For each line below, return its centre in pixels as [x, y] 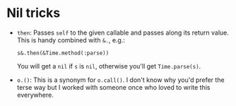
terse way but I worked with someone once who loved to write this [113, 87]
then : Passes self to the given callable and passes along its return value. [123, 33]
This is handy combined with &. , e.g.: [71, 40]
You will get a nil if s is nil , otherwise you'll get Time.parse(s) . [109, 66]
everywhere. [35, 95]
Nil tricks [34, 13]
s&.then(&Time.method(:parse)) [63, 53]
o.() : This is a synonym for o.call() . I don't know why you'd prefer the [120, 80]
